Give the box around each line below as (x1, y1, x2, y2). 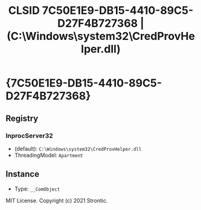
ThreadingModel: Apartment (14, 151, 83, 159)
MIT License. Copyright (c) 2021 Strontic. (5, 197, 108, 204)
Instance (5, 169, 40, 179)
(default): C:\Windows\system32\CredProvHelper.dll (14, 145, 142, 152)
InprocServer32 (5, 131, 54, 140)
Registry (5, 113, 39, 123)
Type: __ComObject (14, 185, 60, 192)
